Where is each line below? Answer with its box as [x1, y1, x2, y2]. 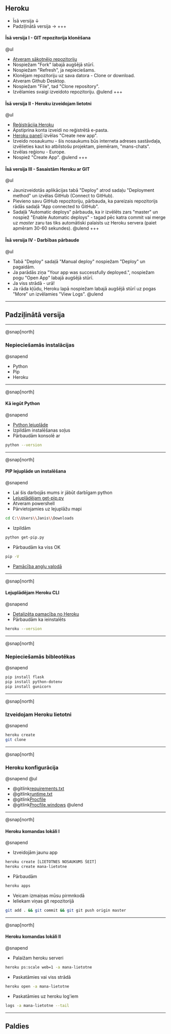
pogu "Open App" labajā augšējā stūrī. [12, 275, 94, 281]
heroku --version [5, 626, 42, 631]
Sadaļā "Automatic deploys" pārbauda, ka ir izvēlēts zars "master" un [12, 209, 158, 215]
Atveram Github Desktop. [12, 78, 66, 84]
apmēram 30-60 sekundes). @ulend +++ [12, 225, 99, 232]
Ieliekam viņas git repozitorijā [12, 897, 74, 904]
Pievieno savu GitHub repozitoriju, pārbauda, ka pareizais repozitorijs [12, 198, 158, 204]
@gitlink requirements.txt [12, 785, 65, 792]
